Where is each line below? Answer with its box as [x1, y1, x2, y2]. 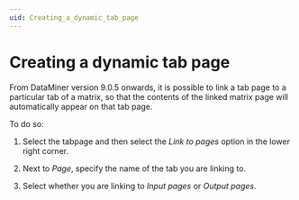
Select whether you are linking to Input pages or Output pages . [22, 180, 257, 191]
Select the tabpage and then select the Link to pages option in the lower [22, 136, 291, 147]
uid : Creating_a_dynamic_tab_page [9, 13, 140, 23]
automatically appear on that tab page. [9, 101, 153, 112]
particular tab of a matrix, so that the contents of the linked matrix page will [9, 91, 288, 102]
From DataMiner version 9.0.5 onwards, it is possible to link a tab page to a [9, 82, 286, 93]
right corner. [22, 145, 69, 156]
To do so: [9, 118, 44, 129]
